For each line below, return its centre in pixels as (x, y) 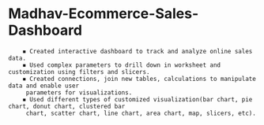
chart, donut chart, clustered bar (67, 106)
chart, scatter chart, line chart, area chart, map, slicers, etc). (141, 113)
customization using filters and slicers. (79, 72)
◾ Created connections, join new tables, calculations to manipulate (140, 79)
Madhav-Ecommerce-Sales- (104, 14)
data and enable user (44, 86)
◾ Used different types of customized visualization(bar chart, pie (138, 99)
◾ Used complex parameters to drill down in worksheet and (122, 65)
